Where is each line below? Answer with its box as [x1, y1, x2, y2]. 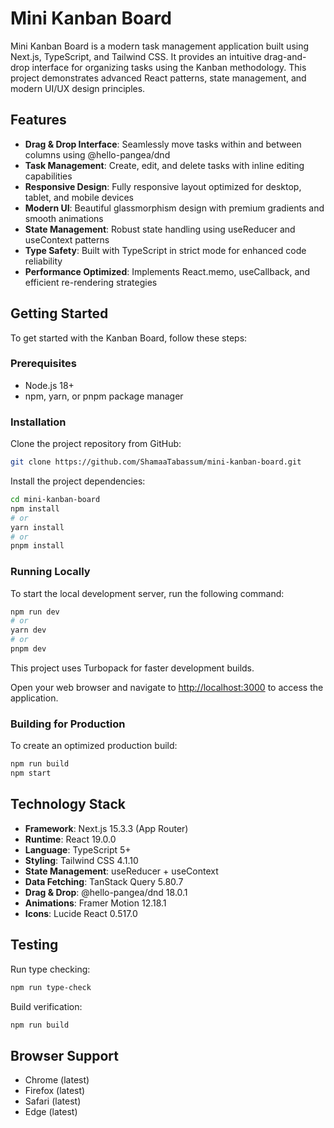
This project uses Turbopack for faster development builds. [10, 662, 255, 674]
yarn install [10, 522, 65, 532]
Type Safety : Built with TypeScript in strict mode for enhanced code [24, 244, 307, 256]
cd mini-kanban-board [10, 495, 101, 505]
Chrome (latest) [24, 1074, 90, 1086]
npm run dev [10, 607, 60, 617]
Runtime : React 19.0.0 [24, 833, 117, 845]
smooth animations [24, 212, 104, 224]
